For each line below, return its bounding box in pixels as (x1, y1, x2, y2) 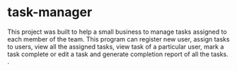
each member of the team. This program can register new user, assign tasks (7, 34, 230, 43)
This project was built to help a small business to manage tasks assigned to (7, 27, 228, 36)
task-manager (7, 4, 93, 20)
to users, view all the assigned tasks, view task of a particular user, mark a (7, 42, 224, 51)
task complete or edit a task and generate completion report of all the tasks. (7, 50, 229, 58)
